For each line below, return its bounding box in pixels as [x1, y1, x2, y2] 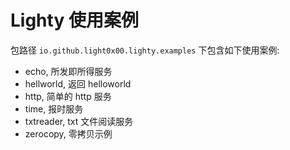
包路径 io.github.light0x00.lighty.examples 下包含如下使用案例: [10, 44, 280, 56]
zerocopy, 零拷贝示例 [24, 127, 113, 140]
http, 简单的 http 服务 [24, 90, 112, 102]
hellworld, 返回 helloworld [24, 77, 132, 90]
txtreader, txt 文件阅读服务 [24, 115, 134, 127]
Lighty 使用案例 [10, 9, 139, 32]
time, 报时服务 [24, 102, 84, 115]
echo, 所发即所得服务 [24, 65, 113, 77]
